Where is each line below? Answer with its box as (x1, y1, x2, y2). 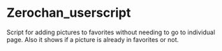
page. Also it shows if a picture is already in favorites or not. (6, 35, 179, 43)
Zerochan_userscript (6, 5, 131, 21)
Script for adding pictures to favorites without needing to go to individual (6, 28, 216, 36)
